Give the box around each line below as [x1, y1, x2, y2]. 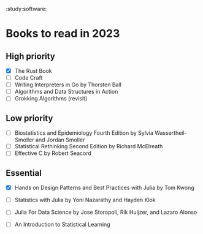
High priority [6, 51, 56, 61]
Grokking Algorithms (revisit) [14, 95, 88, 102]
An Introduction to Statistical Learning [14, 221, 111, 228]
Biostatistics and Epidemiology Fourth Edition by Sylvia [14, 129, 154, 137]
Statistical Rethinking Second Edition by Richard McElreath [14, 143, 163, 150]
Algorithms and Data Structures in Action [14, 88, 118, 96]
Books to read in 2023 [6, 27, 120, 40]
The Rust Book [14, 67, 53, 74]
